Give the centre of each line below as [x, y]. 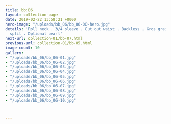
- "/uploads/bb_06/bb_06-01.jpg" [41, 57]
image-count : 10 [22, 48]
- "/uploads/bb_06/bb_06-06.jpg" [41, 81]
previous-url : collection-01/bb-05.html [49, 43]
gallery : [15, 53]
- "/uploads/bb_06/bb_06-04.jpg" [41, 72]
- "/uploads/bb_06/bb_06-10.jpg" [41, 100]
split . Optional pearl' [36, 34]
